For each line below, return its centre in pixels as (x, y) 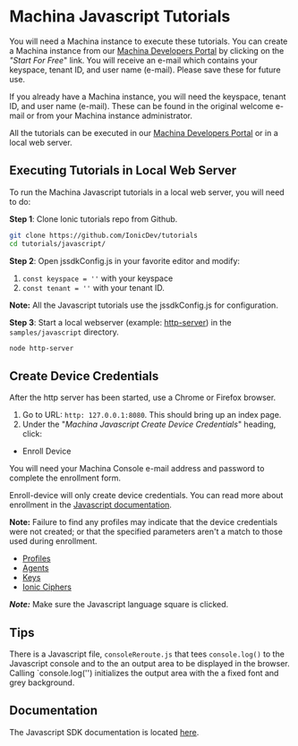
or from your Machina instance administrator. (110, 115)
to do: (20, 201)
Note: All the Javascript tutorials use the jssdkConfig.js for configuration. (144, 305)
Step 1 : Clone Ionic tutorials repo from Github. (94, 219)
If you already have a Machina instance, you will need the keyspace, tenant (148, 97)
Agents (35, 568)
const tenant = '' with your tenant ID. (94, 287)
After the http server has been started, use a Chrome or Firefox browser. (143, 398)
